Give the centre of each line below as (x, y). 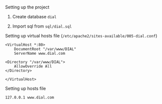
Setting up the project (27, 7)
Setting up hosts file (26, 88)
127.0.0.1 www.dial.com (30, 98)
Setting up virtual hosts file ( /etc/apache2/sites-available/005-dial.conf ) (81, 36)
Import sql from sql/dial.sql (42, 26)
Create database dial (34, 17)
